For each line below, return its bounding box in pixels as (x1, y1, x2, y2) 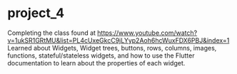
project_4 (7, 5, 65, 21)
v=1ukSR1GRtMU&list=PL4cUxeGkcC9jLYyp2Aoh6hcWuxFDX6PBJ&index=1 (7, 36, 230, 44)
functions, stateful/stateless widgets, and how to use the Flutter (7, 51, 195, 60)
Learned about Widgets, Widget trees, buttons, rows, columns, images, (7, 43, 217, 52)
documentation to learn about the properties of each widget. (7, 58, 186, 67)
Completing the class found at (7, 28, 96, 37)
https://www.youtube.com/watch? (97, 28, 198, 37)
